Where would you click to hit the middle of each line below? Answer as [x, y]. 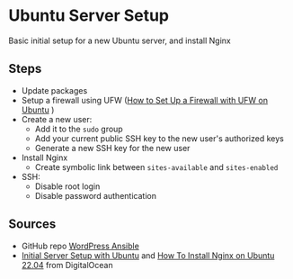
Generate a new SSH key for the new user [112, 148]
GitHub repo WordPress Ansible [80, 246]
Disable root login [67, 186]
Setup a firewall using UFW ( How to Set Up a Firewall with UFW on [145, 100]
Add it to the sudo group [79, 129]
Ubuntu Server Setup [89, 16]
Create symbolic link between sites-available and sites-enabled [156, 166]
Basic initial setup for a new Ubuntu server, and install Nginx [120, 40]
